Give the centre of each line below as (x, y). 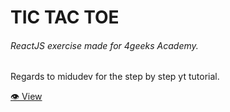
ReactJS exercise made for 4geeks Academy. (104, 45)
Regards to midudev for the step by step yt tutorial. (115, 77)
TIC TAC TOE (65, 17)
